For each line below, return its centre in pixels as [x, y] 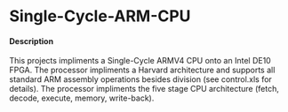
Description [32, 41]
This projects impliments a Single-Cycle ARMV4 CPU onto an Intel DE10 [140, 61]
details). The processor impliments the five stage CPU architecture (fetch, [144, 89]
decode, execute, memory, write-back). [82, 98]
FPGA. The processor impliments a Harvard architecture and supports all [142, 70]
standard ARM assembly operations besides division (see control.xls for [141, 79]
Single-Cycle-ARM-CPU [100, 16]
